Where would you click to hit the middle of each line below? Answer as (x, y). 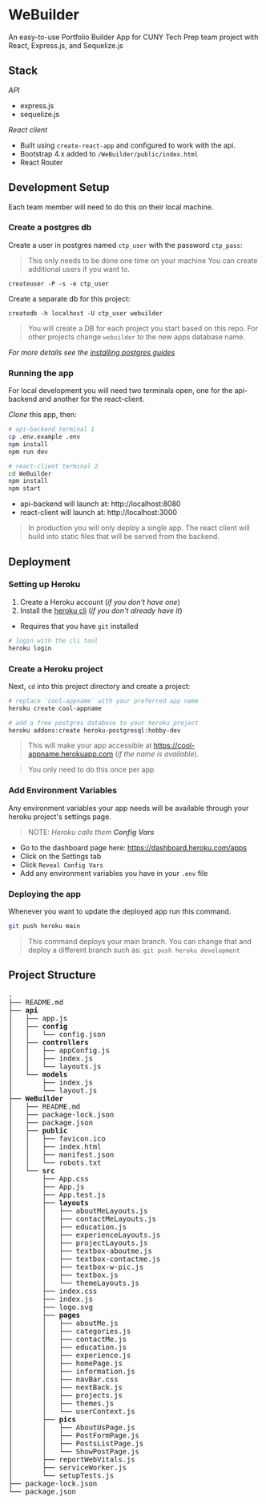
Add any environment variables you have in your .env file (114, 873)
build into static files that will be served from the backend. (124, 537)
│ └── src (32, 1170)
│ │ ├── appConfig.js (59, 1050)
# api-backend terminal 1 (51, 430)
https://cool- (174, 746)
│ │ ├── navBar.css (63, 1379)
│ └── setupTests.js (61, 1475)
